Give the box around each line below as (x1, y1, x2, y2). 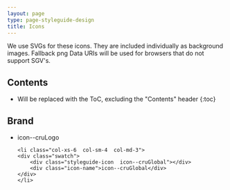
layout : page (7, 10, 45, 17)
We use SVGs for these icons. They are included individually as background (7, 42, 224, 50)
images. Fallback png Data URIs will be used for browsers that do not (7, 49, 204, 57)
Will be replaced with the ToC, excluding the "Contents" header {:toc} (17, 95, 216, 104)
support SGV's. (7, 57, 51, 65)
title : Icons (7, 23, 45, 30)
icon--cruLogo (17, 133, 60, 142)
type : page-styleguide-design (7, 17, 95, 23)
